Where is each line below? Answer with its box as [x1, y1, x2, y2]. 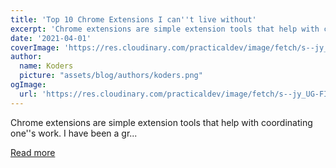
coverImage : [10, 42, 60, 53]
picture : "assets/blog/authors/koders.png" [19, 71, 203, 81]
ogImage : [10, 80, 47, 90]
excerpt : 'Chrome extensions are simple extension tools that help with [10, 24, 320, 34]
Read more [10, 146, 56, 158]
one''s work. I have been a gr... [10, 127, 138, 139]
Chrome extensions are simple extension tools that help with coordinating [10, 116, 313, 128]
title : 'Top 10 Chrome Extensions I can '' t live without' [10, 14, 257, 25]
